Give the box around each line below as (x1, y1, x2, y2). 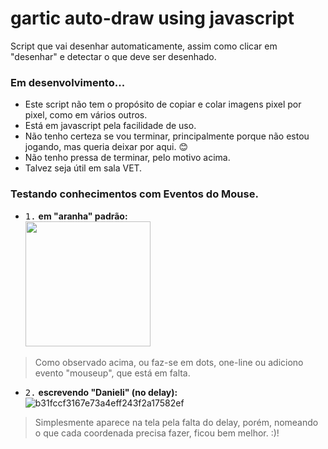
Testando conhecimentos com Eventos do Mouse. (10, 187, 259, 201)
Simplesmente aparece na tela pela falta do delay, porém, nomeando (34, 416, 319, 428)
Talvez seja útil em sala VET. (24, 162, 143, 174)
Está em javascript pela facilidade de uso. (24, 120, 197, 132)
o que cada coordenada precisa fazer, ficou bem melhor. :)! (34, 427, 280, 439)
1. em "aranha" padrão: (24, 210, 128, 222)
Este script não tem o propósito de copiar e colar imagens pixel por (24, 98, 302, 111)
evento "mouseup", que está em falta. (34, 367, 191, 379)
